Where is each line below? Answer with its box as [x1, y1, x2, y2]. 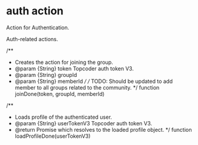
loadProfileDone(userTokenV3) [14, 132, 91, 140]
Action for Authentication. [6, 24, 70, 31]
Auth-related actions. [6, 35, 58, 42]
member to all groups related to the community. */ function [14, 84, 160, 91]
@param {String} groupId [14, 71, 78, 78]
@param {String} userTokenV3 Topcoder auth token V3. [14, 119, 153, 127]
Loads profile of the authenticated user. [14, 113, 112, 121]
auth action [6, 4, 64, 18]
